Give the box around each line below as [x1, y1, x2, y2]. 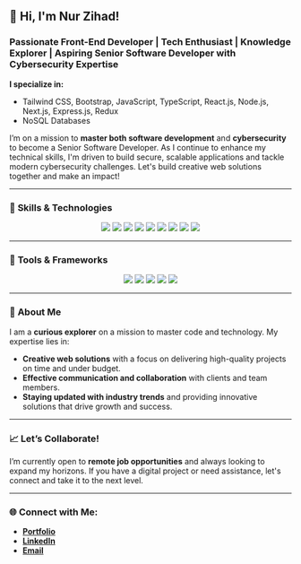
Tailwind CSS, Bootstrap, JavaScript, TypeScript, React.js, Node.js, [21, 96, 270, 107]
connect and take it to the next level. [9, 474, 143, 485]
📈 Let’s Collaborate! [9, 432, 100, 445]
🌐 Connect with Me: [9, 506, 99, 518]
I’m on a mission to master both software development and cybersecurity [9, 132, 287, 143]
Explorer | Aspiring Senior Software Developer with [9, 47, 236, 59]
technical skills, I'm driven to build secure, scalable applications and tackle [9, 152, 285, 162]
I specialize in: [9, 78, 64, 90]
